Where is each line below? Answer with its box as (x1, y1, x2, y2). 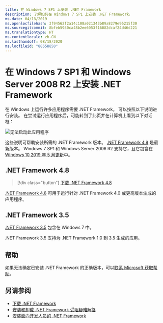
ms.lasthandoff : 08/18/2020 (5, 39, 63, 44)
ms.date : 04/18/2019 (5, 16, 48, 21)
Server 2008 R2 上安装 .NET (5, 79, 121, 90)
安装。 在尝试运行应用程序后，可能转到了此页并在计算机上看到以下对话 (9, 112, 153, 118)
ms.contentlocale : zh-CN (5, 35, 56, 40)
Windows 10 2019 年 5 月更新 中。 (5, 152, 73, 158)
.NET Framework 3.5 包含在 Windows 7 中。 (5, 224, 94, 231)
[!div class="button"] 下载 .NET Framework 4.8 (17, 180, 112, 186)
